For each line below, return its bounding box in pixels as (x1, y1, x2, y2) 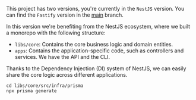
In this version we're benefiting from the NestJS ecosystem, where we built (6, 23, 191, 30)
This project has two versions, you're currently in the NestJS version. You (6, 5, 185, 12)
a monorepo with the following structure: (6, 29, 106, 36)
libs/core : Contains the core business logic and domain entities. (14, 41, 173, 48)
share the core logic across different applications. (6, 71, 128, 78)
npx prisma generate (6, 88, 58, 94)
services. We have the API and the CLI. (14, 54, 110, 60)
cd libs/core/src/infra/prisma (6, 83, 84, 89)
